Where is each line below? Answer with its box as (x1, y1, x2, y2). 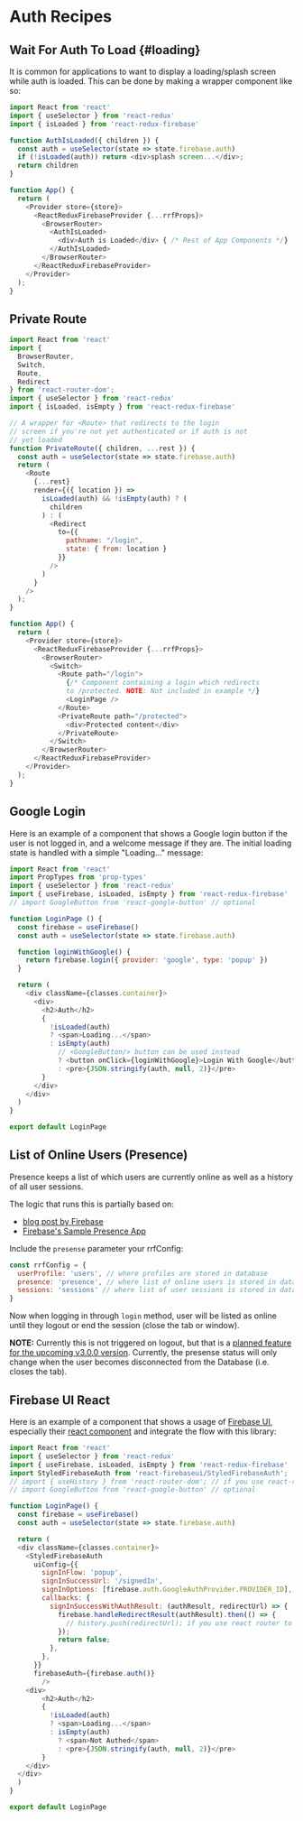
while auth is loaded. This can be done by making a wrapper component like (9, 76, 293, 87)
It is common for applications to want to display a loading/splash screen (9, 66, 277, 77)
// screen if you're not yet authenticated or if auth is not (9, 427, 248, 436)
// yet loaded (9, 435, 63, 444)
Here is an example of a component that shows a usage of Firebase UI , (9, 1417, 273, 1427)
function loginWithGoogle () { (17, 947, 131, 957)
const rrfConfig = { (9, 1261, 87, 1270)
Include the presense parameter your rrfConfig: (9, 1243, 184, 1253)
